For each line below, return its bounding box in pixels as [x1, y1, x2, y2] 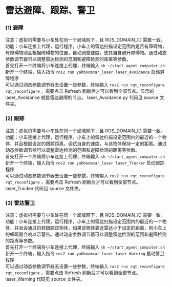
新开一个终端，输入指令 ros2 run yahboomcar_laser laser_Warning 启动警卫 [5, 251, 165, 257]
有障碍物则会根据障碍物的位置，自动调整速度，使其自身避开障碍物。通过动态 [5, 50, 167, 56]
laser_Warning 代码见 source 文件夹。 [5, 276, 85, 282]
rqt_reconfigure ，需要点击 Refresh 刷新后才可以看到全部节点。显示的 [5, 88, 155, 94]
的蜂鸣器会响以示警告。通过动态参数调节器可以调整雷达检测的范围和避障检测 [5, 231, 167, 237]
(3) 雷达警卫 [5, 199, 35, 207]
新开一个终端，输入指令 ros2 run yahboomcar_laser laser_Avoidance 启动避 [5, 69, 165, 75]
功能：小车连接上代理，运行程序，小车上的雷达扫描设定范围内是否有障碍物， [5, 43, 167, 49]
